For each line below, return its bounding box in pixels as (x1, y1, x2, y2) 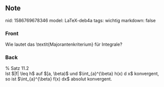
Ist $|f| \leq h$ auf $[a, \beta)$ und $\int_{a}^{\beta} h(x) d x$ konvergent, (5, 70, 159, 77)
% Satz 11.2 (5, 65, 29, 71)
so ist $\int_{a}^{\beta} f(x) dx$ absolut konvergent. (5, 76, 112, 82)
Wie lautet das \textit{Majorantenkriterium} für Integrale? (5, 41, 122, 47)
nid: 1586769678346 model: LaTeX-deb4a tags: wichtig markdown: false (5, 17, 156, 23)
